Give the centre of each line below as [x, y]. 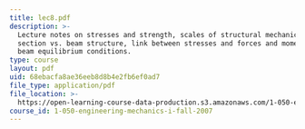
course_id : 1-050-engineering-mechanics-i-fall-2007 [111, 111]
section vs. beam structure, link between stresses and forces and [148, 43]
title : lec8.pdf [40, 18]
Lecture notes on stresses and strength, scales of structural [139, 35]
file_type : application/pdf [63, 85]
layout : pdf [32, 69]
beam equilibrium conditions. [74, 52]
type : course [34, 60]
